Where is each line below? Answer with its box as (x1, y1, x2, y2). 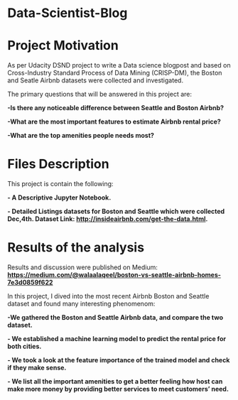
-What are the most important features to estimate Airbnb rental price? (7, 117, 222, 126)
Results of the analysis (7, 239, 144, 256)
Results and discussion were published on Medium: (7, 263, 158, 271)
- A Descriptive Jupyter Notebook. (7, 193, 112, 202)
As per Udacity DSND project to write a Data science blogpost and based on (7, 61, 231, 70)
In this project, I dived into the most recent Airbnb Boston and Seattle (7, 292, 210, 300)
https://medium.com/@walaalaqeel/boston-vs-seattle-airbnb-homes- (7, 271, 222, 279)
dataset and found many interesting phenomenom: (7, 300, 156, 308)
